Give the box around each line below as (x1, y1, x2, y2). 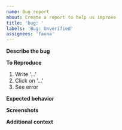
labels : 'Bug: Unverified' (6, 25, 74, 32)
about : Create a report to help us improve (6, 14, 117, 20)
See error (14, 83, 39, 90)
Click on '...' (14, 77, 44, 84)
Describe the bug (6, 47, 50, 55)
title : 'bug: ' (6, 20, 44, 26)
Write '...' (14, 71, 37, 78)
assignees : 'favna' (6, 31, 55, 37)
